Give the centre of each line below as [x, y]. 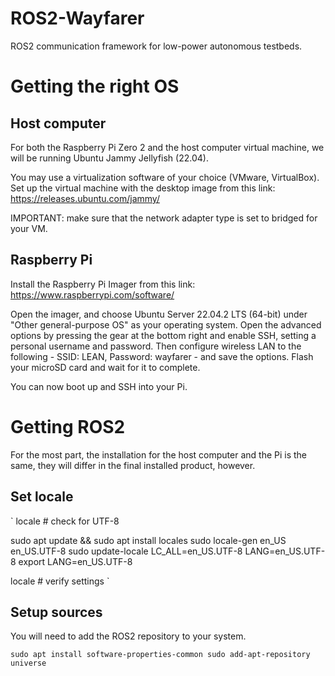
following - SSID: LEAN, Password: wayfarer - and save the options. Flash [162, 356]
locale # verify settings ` [60, 581]
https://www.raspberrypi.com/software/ [92, 294]
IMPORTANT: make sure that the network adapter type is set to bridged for [164, 218]
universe [28, 663]
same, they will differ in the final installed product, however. [133, 465]
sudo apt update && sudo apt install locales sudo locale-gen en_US [148, 540]
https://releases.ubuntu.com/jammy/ [85, 198]
